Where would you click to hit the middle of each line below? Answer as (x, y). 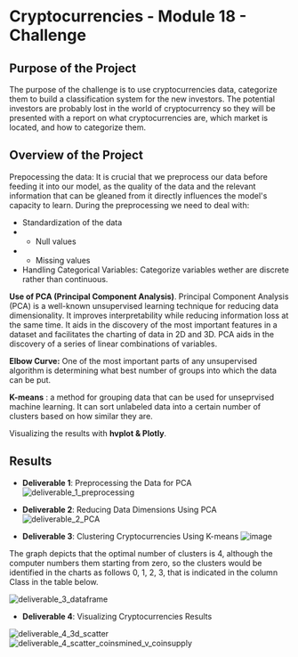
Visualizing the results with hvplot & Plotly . (88, 433)
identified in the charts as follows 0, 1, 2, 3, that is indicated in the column (144, 572)
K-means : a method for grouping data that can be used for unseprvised (142, 397)
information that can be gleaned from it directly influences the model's (138, 195)
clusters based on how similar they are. (81, 416)
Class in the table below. (54, 581)
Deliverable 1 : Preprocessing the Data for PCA (107, 483)
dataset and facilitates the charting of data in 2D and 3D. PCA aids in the (142, 334)
